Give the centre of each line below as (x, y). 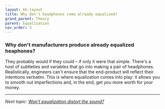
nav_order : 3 (18, 28)
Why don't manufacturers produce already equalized (70, 45)
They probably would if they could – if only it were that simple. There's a (78, 62)
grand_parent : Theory (27, 19)
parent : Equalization (27, 23)
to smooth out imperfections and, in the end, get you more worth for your (79, 82)
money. (13, 87)
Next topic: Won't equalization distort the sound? (55, 102)
